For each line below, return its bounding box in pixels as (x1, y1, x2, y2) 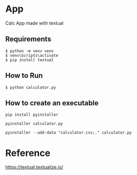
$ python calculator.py (5, 85, 56, 90)
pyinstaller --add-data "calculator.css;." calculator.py (5, 130, 132, 136)
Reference (5, 147, 50, 159)
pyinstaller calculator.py (5, 121, 63, 126)
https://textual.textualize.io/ (5, 164, 64, 170)
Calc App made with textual (5, 20, 64, 26)
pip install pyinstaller (5, 112, 58, 118)
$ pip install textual (5, 57, 54, 62)
